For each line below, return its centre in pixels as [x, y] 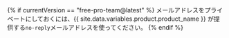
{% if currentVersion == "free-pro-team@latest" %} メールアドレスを [106, 10]
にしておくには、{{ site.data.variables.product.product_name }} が [120, 19]
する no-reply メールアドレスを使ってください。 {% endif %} [98, 27]
